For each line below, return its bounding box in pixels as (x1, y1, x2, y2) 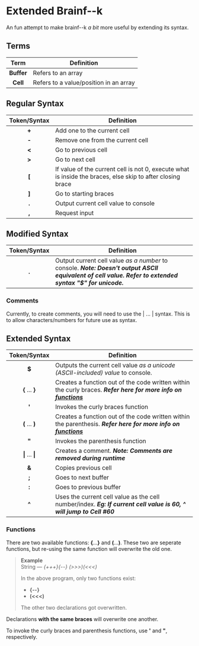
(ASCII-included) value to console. (55, 368, 152, 377)
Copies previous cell (55, 464, 112, 472)
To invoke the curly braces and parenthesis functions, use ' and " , (6, 627, 168, 634)
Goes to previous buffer (55, 483, 121, 491)
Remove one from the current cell (55, 135, 149, 144)
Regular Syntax (6, 99, 64, 109)
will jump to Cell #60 (55, 508, 114, 516)
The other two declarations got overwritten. (20, 604, 127, 611)
